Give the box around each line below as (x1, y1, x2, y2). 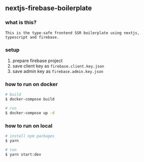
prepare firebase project (12, 57, 63, 63)
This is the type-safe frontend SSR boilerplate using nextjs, (5, 30, 140, 35)
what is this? (5, 19, 36, 26)
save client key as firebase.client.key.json (12, 62, 104, 69)
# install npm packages (5, 133, 55, 139)
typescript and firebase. (5, 34, 59, 39)
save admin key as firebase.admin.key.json (12, 68, 103, 74)
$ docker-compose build (5, 97, 55, 102)
